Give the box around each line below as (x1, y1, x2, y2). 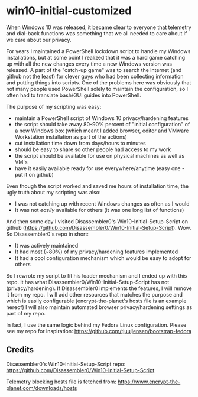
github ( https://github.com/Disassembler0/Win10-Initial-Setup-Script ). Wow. (6, 224, 191, 231)
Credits (6, 344, 34, 355)
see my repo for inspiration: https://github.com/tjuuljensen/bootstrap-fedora (6, 327, 192, 334)
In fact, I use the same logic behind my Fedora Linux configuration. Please (6, 321, 187, 328)
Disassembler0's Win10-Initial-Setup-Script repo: (6, 360, 126, 367)
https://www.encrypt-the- (117, 378, 181, 385)
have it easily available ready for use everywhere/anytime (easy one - (14, 164, 185, 172)
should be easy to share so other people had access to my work (14, 146, 171, 153)
